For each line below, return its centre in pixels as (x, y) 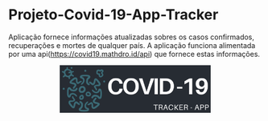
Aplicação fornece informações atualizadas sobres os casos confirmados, (132, 37)
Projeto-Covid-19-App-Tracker (113, 15)
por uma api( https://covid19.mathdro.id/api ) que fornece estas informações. (134, 54)
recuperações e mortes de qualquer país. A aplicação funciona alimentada (132, 45)
